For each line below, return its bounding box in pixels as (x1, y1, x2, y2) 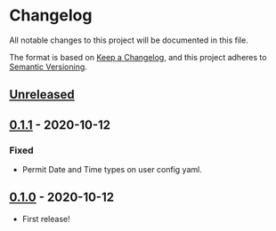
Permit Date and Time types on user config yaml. (21, 164, 202, 175)
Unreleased (9, 87, 76, 102)
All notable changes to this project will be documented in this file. (9, 35, 249, 45)
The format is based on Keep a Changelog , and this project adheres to (9, 52, 267, 62)
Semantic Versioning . (9, 61, 87, 72)
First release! (21, 213, 70, 224)
